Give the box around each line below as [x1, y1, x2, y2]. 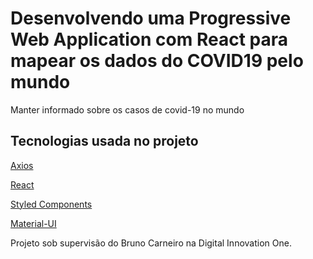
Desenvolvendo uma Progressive [10, 7, 292, 30]
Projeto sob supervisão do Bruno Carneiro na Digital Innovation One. [10, 237, 292, 249]
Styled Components [10, 198, 93, 210]
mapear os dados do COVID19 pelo [10, 50, 304, 72]
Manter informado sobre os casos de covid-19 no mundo [10, 103, 245, 116]
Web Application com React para [10, 28, 288, 51]
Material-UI [10, 217, 57, 229]
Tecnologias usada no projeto [10, 133, 199, 150]
